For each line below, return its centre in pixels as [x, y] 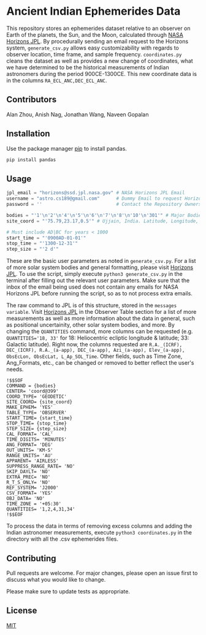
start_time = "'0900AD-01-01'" [46, 238]
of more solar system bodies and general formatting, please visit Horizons [100, 267]
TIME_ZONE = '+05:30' [34, 504]
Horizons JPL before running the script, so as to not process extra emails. [100, 294]
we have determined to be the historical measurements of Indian [88, 67]
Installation [28, 134]
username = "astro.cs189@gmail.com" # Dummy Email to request [94, 199]
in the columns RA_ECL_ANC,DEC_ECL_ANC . [57, 80]
